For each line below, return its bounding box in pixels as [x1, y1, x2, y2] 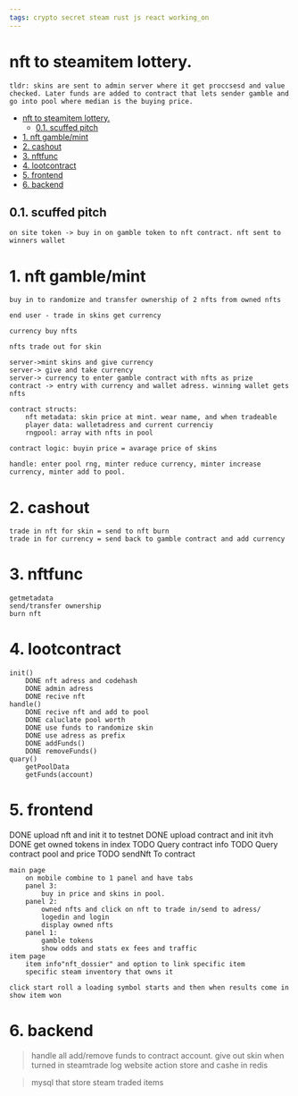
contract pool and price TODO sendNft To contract [9, 848, 196, 859]
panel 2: [25, 898, 58, 906]
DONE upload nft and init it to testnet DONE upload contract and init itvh [9, 830, 274, 840]
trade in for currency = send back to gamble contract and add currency [9, 535, 286, 544]
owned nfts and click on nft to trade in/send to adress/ [41, 905, 261, 915]
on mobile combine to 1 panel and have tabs [25, 873, 194, 883]
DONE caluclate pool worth [25, 716, 126, 725]
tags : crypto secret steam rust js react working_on [9, 13, 210, 22]
